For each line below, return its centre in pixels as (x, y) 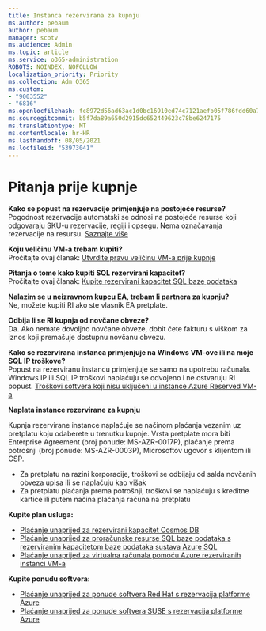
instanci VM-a (42, 564)
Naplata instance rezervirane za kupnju (74, 410)
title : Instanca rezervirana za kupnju (74, 15)
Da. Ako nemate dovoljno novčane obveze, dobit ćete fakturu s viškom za (128, 329)
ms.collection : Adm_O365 (49, 81)
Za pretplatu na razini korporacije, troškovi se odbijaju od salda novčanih (138, 474)
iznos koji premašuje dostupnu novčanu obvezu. (87, 338)
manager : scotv (33, 38)
